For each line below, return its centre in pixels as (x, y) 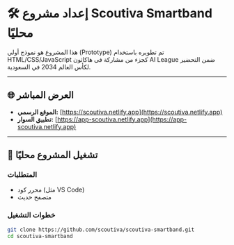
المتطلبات (22, 175)
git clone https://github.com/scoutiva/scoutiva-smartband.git (101, 230)
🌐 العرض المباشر (41, 95)
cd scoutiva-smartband (40, 236)
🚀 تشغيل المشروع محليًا (53, 155)
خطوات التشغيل (31, 215)
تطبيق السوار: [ (37, 119)
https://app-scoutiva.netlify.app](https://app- (122, 119)
